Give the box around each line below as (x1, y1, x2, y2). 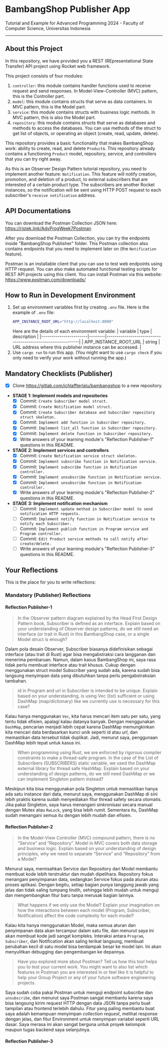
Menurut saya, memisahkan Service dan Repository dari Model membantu (5, 866, 158, 872)
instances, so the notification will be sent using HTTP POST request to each (5, 186, 161, 193)
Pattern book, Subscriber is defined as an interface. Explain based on (17, 620, 161, 626)
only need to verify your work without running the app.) (12, 355, 126, 361)
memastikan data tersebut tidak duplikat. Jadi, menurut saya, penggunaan (5, 734, 158, 740)
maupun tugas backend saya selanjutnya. (5, 1026, 91, 1033)
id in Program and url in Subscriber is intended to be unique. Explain (17, 687, 158, 693)
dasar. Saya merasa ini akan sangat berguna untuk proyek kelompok (5, 1021, 146, 1027)
